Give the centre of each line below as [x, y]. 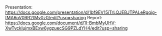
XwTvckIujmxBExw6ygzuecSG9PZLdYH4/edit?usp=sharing [66, 28]
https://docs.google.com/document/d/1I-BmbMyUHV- [61, 23]
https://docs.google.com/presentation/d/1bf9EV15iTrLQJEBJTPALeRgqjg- [81, 12]
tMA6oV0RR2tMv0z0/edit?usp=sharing [46, 18]
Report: [95, 18]
